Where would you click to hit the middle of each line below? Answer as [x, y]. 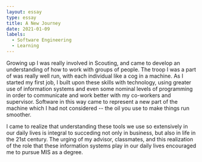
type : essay [21, 18]
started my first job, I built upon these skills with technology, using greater [99, 82]
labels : [16, 35]
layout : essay [24, 12]
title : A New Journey [34, 23]
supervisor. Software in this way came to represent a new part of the [92, 101]
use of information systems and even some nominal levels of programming [99, 89]
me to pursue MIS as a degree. [45, 152]
